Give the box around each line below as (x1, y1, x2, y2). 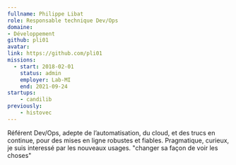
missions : (7, 57, 37, 64)
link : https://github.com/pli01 (7, 50, 102, 57)
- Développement (7, 30, 55, 38)
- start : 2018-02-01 (13, 63, 74, 70)
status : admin (20, 69, 61, 76)
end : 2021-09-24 (20, 83, 69, 90)
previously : (7, 103, 42, 110)
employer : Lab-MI (20, 76, 71, 84)
